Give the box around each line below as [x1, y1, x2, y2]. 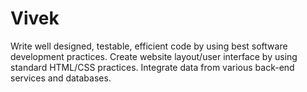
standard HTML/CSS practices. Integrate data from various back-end [10, 61, 295, 73]
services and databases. [10, 72, 112, 84]
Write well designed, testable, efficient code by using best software [10, 40, 288, 52]
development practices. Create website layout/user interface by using [10, 50, 298, 62]
